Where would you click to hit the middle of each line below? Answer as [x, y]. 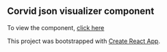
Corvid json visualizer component [81, 11]
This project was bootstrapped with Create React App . [84, 41]
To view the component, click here [56, 27]
